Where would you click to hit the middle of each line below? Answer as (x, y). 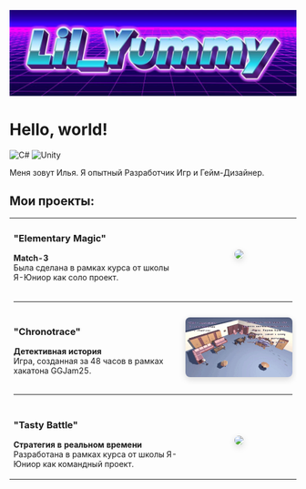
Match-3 (31, 258)
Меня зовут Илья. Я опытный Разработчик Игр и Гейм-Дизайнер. (137, 172)
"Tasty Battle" (46, 424)
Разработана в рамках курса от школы (89, 454)
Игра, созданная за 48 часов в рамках (88, 362)
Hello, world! (59, 129)
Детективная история (57, 351)
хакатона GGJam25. (52, 371)
